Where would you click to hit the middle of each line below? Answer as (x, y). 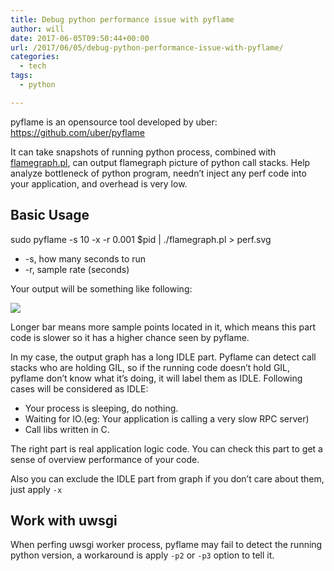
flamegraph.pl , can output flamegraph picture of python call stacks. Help (160, 162)
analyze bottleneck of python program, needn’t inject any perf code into (158, 173)
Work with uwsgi (64, 520)
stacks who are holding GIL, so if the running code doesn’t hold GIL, (150, 367)
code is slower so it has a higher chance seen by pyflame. (130, 337)
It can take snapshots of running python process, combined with (143, 152)
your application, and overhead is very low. (99, 183)
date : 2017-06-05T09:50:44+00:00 (80, 38)
